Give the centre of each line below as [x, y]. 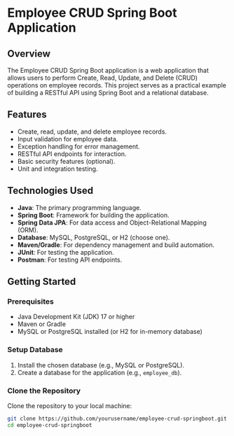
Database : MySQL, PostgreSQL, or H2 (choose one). [94, 237]
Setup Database [35, 350]
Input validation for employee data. [68, 139]
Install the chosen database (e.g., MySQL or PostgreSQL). [101, 365]
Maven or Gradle [42, 324]
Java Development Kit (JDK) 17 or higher [76, 317]
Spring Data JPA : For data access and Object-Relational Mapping [112, 223]
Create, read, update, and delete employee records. [92, 132]
